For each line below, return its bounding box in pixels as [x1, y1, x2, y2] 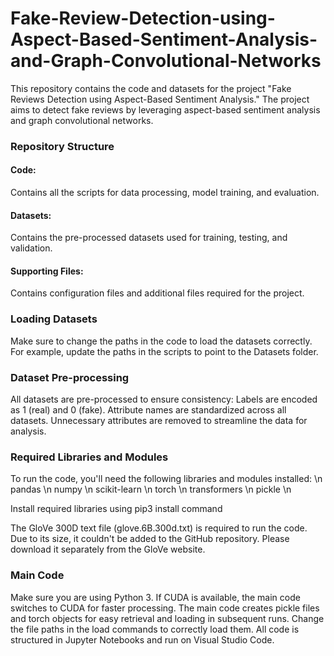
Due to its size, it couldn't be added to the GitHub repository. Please [10, 533, 290, 545]
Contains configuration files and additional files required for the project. [10, 287, 305, 299]
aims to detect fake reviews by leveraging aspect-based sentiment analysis [10, 103, 321, 116]
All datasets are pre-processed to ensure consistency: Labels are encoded [10, 393, 318, 406]
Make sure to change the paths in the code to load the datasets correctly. [10, 335, 313, 347]
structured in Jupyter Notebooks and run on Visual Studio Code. [10, 633, 275, 646]
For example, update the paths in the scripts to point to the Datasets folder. [10, 345, 319, 357]
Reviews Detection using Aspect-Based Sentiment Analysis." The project [10, 93, 310, 105]
